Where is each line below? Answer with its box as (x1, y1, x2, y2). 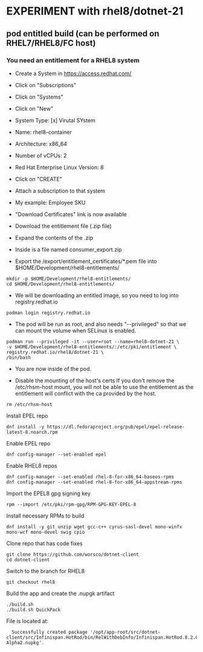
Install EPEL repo (6, 412, 48, 419)
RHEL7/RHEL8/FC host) (6, 38, 96, 48)
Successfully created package (11, 629, 88, 635)
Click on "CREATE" (14, 175, 62, 182)
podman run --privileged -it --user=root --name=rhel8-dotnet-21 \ (6, 338, 180, 345)
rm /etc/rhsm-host (6, 401, 53, 407)
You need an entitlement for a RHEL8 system (6, 56, 140, 64)
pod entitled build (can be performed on (6, 28, 159, 39)
